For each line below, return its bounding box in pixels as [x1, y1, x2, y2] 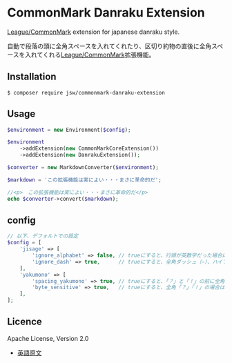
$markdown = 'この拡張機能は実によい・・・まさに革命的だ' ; [7, 176, 162, 184]
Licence [7, 316, 43, 328]
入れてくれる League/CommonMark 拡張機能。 [25, 50, 155, 59]
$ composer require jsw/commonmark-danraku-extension [7, 89, 166, 96]
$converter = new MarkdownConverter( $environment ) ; [7, 164, 159, 171]
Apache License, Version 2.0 [7, 334, 89, 342]
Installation [7, 71, 57, 83]
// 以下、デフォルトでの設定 [7, 233, 79, 239]
